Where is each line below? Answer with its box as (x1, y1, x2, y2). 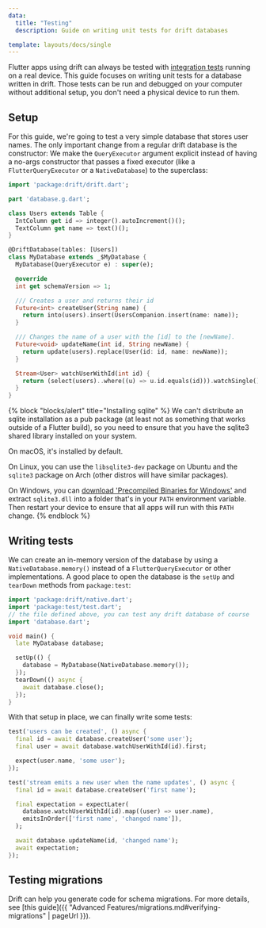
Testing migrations (8, 873, 104, 887)
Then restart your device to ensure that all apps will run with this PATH (8, 503, 234, 512)
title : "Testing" (15, 19, 73, 27)
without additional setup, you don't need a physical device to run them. (8, 88, 240, 98)
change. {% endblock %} (8, 511, 91, 520)
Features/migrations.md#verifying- (106, 903, 222, 912)
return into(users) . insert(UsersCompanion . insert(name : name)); (22, 311, 239, 320)
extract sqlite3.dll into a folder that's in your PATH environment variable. (8, 494, 247, 504)
